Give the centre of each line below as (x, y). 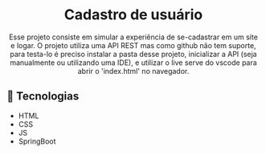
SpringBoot (37, 141)
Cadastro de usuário (133, 15)
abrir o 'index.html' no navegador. (133, 71)
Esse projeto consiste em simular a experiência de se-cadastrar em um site (133, 37)
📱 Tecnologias (43, 97)
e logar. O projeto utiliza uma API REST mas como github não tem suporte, (133, 45)
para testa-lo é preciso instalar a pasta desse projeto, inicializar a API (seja (133, 54)
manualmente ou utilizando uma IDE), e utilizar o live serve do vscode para (133, 63)
